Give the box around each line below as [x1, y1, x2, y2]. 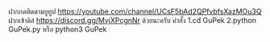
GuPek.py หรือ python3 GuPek [8, 25, 107, 34]
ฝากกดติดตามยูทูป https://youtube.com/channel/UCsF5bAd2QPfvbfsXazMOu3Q [8, 7, 262, 16]
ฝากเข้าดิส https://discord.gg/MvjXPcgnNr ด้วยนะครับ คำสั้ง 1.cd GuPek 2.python [8, 16, 256, 25]
